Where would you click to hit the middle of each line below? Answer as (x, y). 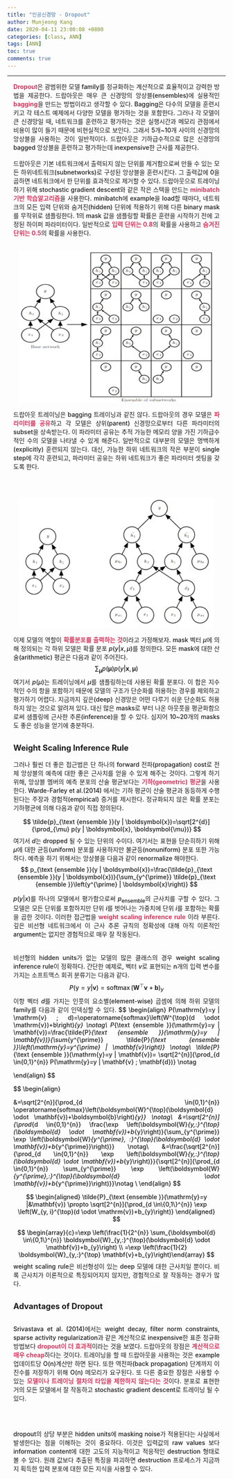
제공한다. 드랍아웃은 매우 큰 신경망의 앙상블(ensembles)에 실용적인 (123, 95)
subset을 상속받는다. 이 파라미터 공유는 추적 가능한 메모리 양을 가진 (105, 431)
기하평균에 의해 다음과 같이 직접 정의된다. (69, 808)
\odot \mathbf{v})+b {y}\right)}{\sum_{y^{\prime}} (144, 1132)
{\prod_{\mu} (51, 829)
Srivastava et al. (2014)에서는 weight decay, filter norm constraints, (116, 1329)
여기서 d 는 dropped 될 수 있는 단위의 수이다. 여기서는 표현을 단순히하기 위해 (117, 841)
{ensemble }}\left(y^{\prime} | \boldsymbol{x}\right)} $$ (116, 884)
